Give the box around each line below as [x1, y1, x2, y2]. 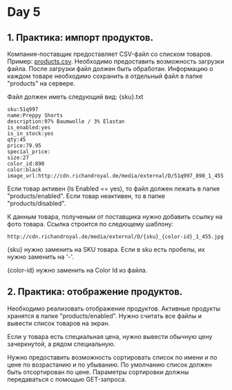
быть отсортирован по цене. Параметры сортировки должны [7, 367, 189, 376]
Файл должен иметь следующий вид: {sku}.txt [7, 92, 144, 101]
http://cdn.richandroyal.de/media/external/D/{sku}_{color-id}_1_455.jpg [7, 233, 224, 240]
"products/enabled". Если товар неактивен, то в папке [7, 192, 166, 200]
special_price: [7, 148, 51, 155]
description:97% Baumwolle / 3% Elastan [7, 118, 126, 125]
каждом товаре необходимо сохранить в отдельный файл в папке [7, 72, 203, 80]
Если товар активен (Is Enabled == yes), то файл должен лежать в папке [7, 184, 220, 193]
